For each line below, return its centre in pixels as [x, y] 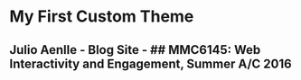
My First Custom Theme [102, 17]
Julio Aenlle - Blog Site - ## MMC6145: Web [135, 50]
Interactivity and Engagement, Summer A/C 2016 [150, 63]
